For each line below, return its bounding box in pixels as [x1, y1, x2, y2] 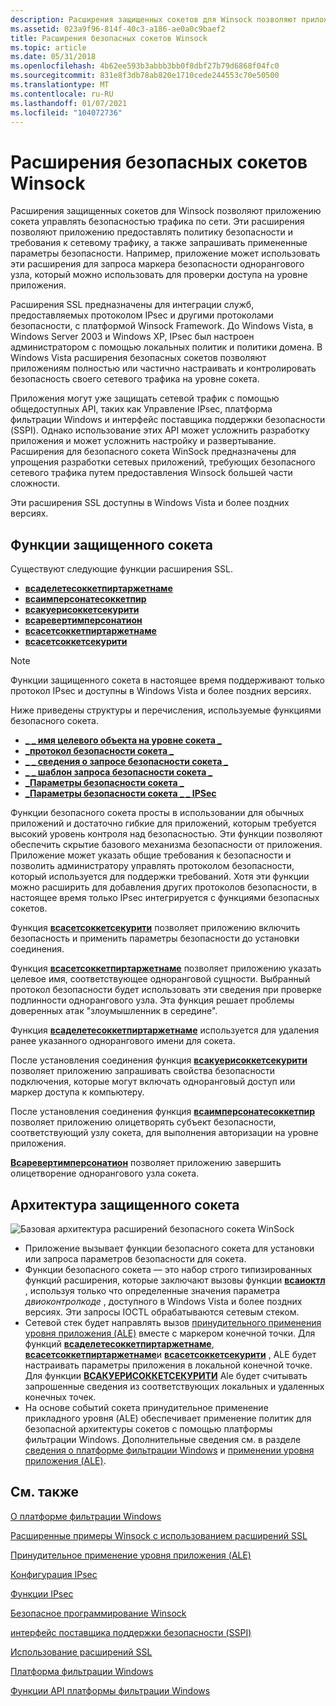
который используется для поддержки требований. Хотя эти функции [10, 871, 310, 883]
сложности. [10, 477, 61, 490]
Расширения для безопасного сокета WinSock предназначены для [10, 446, 297, 458]
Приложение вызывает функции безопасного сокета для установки [24, 1242, 315, 1254]
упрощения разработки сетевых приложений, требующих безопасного [10, 456, 316, 468]
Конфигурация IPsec [10, 1568, 98, 1580]
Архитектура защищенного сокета [10, 1196, 240, 1213]
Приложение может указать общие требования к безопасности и [10, 849, 292, 861]
